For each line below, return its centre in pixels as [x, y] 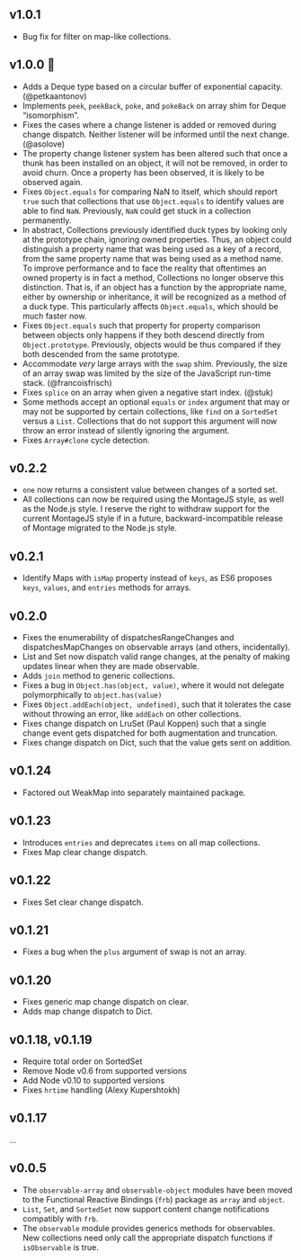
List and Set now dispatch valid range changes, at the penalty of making [156, 657]
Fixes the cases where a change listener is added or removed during [149, 124]
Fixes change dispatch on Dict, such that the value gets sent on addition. [157, 743]
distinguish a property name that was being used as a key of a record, [152, 249]
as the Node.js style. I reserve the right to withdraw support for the [146, 509]
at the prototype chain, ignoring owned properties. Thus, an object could [157, 239]
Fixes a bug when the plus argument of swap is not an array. [134, 952]
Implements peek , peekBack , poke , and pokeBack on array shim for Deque [154, 105]
